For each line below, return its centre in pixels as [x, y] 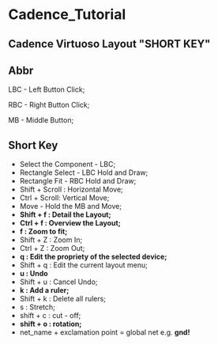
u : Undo [34, 274]
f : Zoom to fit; [43, 232]
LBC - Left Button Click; [47, 89]
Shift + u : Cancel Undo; [58, 282]
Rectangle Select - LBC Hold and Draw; [84, 172]
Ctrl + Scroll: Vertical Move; [64, 198]
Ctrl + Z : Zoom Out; [52, 248]
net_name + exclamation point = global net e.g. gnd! [105, 332]
